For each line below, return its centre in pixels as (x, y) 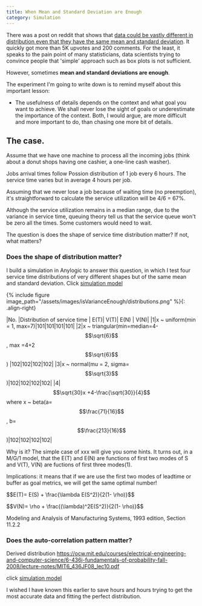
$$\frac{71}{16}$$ (102, 411)
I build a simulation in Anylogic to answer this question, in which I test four (99, 270)
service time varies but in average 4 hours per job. (69, 180)
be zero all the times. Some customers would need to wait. (79, 223)
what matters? (24, 241)
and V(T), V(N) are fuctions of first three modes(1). (69, 465)
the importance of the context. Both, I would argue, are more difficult (100, 115)
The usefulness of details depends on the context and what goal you (100, 102)
